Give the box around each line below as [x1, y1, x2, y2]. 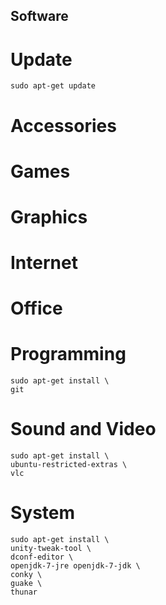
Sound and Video [10, 418, 157, 441]
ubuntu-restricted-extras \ [10, 460, 128, 470]
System [10, 502, 76, 524]
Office [10, 297, 63, 320]
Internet [10, 252, 78, 274]
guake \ [10, 579, 43, 589]
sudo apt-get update [10, 81, 97, 91]
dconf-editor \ [10, 552, 74, 563]
